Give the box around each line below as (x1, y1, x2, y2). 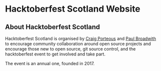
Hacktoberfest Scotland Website (5, 3, 141, 15)
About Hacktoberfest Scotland (5, 23, 100, 31)
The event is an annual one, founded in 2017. (5, 61, 95, 66)
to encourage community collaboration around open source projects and (5, 41, 151, 47)
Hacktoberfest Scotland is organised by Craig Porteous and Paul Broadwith (5, 35, 156, 41)
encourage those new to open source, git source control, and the (5, 46, 136, 52)
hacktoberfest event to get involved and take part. (5, 51, 106, 57)
